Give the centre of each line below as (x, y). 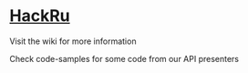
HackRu (40, 16)
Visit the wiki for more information (73, 41)
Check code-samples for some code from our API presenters (124, 58)
